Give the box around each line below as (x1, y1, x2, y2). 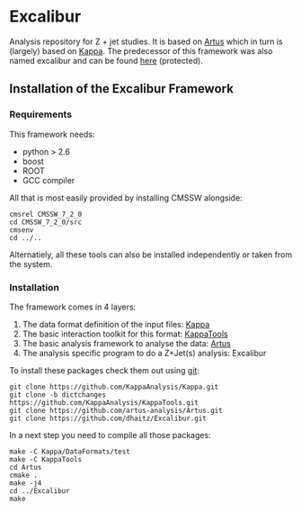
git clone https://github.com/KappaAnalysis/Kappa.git (9, 382, 219, 391)
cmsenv (9, 225, 34, 235)
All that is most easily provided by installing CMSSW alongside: (9, 192, 243, 203)
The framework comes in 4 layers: (9, 301, 137, 312)
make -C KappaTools (9, 454, 83, 464)
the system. (9, 258, 53, 269)
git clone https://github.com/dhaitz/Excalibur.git (9, 414, 207, 423)
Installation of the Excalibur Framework (9, 81, 234, 96)
